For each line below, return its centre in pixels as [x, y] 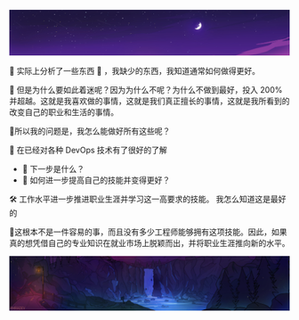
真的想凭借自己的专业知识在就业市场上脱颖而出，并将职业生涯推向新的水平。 [149, 243]
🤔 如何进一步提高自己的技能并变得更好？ [96, 180]
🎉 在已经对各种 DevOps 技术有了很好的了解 [88, 150]
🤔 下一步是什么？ [53, 169]
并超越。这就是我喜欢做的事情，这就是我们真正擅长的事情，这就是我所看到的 [149, 101]
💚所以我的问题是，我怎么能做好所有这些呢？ [90, 131]
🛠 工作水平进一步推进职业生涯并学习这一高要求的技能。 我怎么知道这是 [140, 199]
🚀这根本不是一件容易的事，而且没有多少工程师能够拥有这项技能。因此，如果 [148, 232]
